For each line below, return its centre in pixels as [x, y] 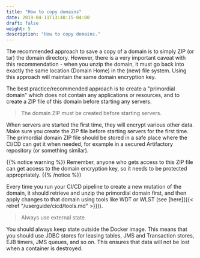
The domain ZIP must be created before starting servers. [91, 113]
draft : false [23, 23]
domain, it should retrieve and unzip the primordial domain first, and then [96, 193]
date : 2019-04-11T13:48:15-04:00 [48, 17]
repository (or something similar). [47, 151]
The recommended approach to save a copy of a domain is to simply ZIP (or [100, 51]
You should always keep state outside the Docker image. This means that [97, 229]
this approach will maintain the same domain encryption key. [81, 77]
